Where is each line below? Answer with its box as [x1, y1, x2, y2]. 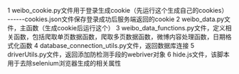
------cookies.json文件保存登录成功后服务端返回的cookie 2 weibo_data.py [7, 15, 225, 23]
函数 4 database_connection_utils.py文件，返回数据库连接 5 [19, 42, 194, 49]
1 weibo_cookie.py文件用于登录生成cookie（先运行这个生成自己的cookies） [7, 6, 228, 14]
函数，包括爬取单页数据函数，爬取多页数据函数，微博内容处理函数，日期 [13, 32, 225, 41]
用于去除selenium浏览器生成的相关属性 [7, 59, 122, 67]
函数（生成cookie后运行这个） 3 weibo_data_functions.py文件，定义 [26, 24, 225, 32]
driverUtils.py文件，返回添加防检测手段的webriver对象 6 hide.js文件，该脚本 [7, 50, 230, 58]
